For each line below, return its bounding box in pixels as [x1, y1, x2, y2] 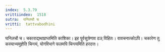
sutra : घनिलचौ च [5, 17, 39, 22]
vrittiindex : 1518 [5, 12, 46, 17]
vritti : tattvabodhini [5, 21, 56, 27]
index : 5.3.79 [5, 7, 37, 13]
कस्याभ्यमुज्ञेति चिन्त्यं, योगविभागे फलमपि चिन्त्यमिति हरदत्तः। [5, 41, 99, 47]
